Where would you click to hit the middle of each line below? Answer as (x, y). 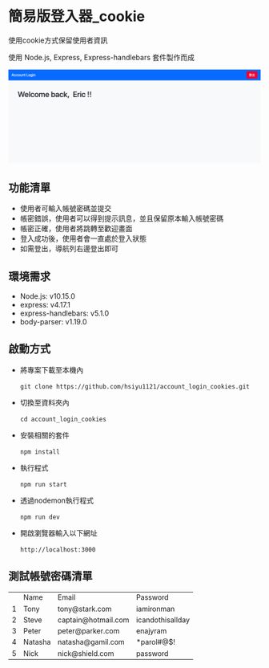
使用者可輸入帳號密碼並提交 (66, 209)
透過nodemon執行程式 (57, 500)
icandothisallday (163, 620)
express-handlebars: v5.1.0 (64, 313)
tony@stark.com (84, 609)
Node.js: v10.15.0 (48, 296)
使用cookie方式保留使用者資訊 (58, 40)
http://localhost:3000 (58, 550)
